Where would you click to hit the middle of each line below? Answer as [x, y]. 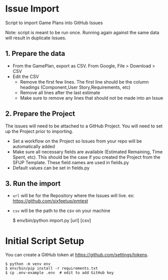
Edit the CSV [26, 77]
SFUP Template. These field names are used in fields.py [71, 162]
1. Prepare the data [35, 54]
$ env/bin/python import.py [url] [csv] [52, 221]
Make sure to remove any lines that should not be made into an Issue [92, 98]
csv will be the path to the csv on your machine [62, 211]
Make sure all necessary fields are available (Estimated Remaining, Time [88, 152]
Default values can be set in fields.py [51, 168]
